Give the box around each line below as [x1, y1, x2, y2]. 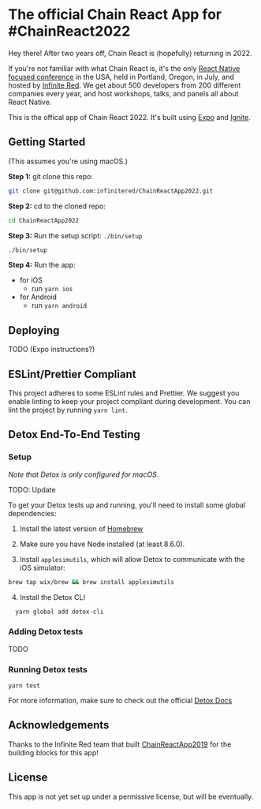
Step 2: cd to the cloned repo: [8, 201, 106, 211]
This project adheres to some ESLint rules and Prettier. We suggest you [8, 388, 240, 398]
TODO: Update [8, 485, 57, 494]
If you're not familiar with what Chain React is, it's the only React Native [8, 63, 240, 73]
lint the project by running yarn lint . [8, 405, 128, 414]
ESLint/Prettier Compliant [8, 367, 136, 380]
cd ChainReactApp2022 [8, 216, 80, 224]
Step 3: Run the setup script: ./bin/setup [8, 230, 143, 240]
